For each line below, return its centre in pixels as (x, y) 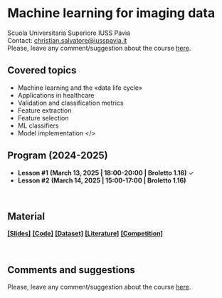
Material (26, 216)
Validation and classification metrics (70, 103)
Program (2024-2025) (58, 156)
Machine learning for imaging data (111, 13)
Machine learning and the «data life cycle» (80, 88)
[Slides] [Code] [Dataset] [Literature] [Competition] (85, 234)
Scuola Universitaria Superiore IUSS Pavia (69, 33)
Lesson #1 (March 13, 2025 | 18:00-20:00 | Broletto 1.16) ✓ (106, 173)
